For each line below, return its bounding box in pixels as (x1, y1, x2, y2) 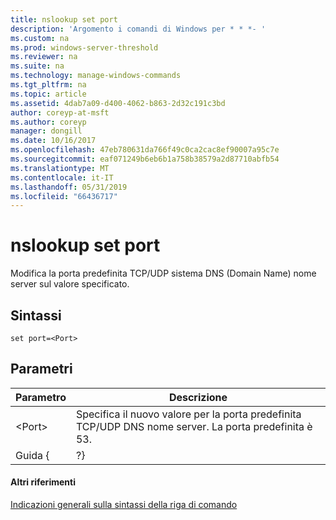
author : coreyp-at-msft (10, 107, 110, 118)
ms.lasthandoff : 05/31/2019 (10, 182, 128, 192)
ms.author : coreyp (10, 117, 87, 127)
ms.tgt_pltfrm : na (10, 80, 87, 90)
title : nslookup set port (10, 14, 118, 25)
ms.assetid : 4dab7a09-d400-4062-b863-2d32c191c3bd (10, 98, 226, 108)
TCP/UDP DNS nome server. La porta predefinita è (75, 419, 313, 433)
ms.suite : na (10, 61, 65, 71)
